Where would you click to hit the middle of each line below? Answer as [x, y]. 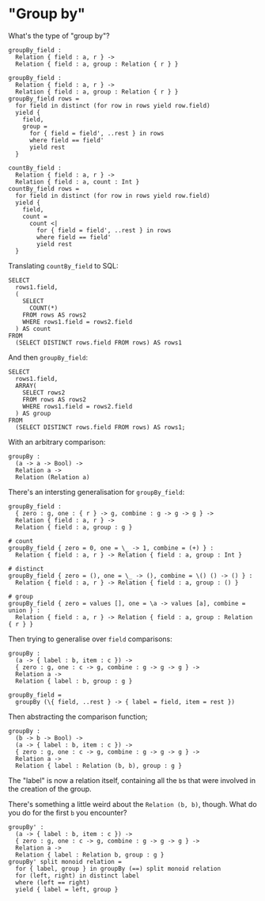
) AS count [33, 329]
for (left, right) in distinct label [78, 876]
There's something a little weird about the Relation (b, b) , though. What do [132, 804]
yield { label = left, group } [67, 889]
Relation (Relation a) [53, 477]
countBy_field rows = [44, 188]
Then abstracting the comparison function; [78, 717]
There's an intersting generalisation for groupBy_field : [97, 492]
